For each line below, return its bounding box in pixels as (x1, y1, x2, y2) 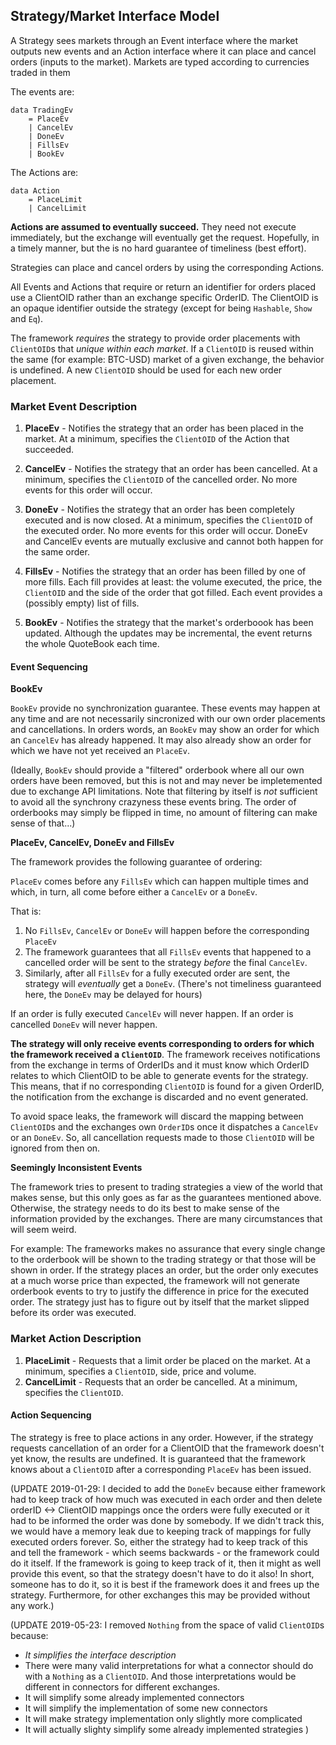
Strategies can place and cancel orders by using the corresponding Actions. (10, 261, 325, 273)
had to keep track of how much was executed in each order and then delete (10, 1493, 323, 1505)
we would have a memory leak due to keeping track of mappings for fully (10, 1525, 312, 1537)
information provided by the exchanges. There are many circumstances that (10, 1213, 323, 1225)
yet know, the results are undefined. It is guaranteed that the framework (10, 1452, 306, 1464)
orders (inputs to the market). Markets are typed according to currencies (10, 55, 310, 68)
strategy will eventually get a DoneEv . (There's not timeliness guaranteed (24, 978, 322, 990)
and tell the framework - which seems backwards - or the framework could (10, 1546, 320, 1558)
